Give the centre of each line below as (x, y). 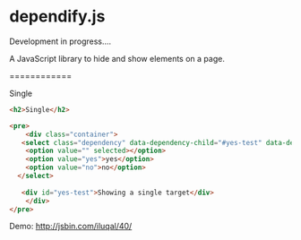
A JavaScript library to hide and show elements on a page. (117, 58)
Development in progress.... (60, 41)
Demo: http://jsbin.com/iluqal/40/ (71, 227)
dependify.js (57, 17)
